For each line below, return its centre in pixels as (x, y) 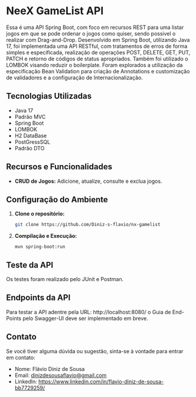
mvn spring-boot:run (40, 247)
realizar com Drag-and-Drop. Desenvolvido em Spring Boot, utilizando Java (98, 40)
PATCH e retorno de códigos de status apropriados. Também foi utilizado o (97, 59)
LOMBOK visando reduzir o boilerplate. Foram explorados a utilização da (94, 65)
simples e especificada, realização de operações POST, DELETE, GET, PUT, (98, 52)
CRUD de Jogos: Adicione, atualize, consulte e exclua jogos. (88, 181)
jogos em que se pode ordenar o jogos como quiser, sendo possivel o (91, 33)
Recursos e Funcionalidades (59, 167)
